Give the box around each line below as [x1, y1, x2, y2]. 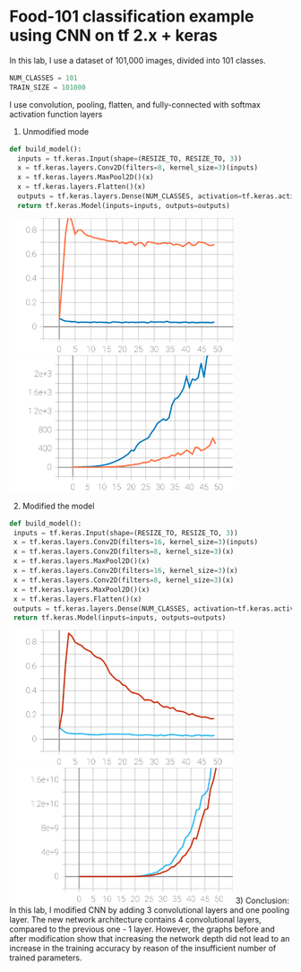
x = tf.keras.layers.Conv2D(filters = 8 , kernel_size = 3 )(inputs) [17, 163, 258, 172]
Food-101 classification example [9, 6, 254, 27]
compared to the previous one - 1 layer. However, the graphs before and [9, 924, 275, 934]
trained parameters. [9, 952, 82, 963]
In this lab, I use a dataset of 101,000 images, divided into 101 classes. [9, 55, 266, 65]
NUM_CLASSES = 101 [9, 74, 78, 82]
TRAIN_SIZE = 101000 [9, 82, 87, 91]
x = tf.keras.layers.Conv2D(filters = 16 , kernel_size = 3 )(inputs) [13, 538, 258, 547]
